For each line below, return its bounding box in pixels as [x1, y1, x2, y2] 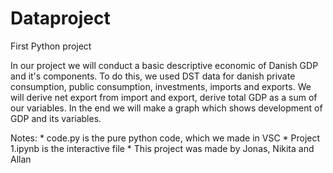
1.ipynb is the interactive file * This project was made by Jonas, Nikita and [10, 142, 315, 154]
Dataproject [10, 7, 111, 30]
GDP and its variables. [10, 112, 102, 124]
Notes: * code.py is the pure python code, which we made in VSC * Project [10, 132, 321, 144]
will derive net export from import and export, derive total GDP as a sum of [10, 91, 318, 103]
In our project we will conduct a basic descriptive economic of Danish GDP [10, 59, 319, 71]
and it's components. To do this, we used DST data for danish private [10, 70, 296, 82]
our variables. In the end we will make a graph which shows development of [10, 102, 323, 114]
